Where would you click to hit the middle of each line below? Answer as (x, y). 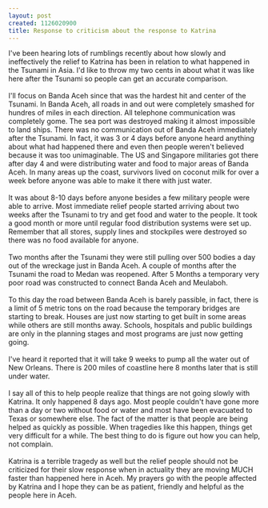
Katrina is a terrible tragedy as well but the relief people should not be (123, 462)
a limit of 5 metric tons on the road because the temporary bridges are (124, 308)
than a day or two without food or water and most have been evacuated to (130, 410)
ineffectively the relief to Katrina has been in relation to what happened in (129, 62)
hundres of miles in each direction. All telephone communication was (122, 113)
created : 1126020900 (43, 23)
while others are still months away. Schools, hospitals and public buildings (130, 326)
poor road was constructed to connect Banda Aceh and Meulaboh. (118, 283)
